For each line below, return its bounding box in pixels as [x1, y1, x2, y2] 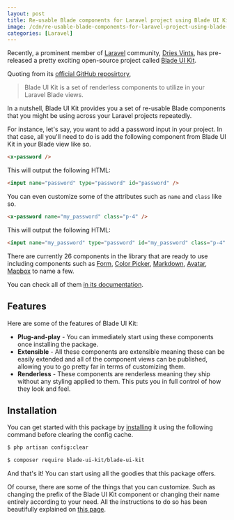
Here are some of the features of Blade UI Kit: [7, 319, 138, 327]
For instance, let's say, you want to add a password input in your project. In [7, 125, 223, 133]
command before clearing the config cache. [7, 431, 134, 439]
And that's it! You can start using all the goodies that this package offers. [7, 469, 216, 478]
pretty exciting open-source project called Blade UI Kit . [38, 57, 197, 65]
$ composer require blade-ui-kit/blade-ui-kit [7, 456, 145, 464]
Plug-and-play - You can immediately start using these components [17, 332, 214, 341]
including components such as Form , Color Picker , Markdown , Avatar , [7, 259, 208, 267]
